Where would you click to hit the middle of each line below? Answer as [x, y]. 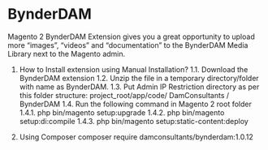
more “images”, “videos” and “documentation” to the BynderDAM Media [128, 45]
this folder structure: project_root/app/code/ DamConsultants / [124, 95]
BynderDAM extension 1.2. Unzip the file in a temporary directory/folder [139, 78]
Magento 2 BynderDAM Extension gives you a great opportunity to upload [131, 36]
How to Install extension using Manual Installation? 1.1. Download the [134, 69]
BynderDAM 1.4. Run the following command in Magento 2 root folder [136, 104]
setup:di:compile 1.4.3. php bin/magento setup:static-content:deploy [134, 121]
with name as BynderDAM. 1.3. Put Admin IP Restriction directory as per [139, 87]
